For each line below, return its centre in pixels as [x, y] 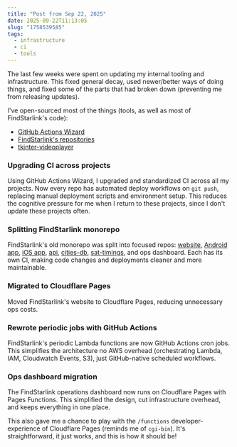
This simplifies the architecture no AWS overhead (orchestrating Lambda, [115, 351]
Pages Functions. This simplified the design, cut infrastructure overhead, [114, 400]
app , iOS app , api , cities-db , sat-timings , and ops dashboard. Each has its [115, 253]
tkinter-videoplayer [46, 147]
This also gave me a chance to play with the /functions [89, 421]
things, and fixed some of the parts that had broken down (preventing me [115, 89]
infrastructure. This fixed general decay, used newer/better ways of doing [116, 81]
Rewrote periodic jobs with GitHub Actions [83, 327]
